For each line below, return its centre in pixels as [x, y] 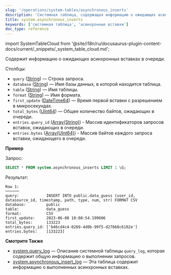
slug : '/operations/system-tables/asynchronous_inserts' [67, 10]
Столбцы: [16, 69]
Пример [15, 148]
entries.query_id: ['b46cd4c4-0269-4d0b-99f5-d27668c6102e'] [72, 227]
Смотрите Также [24, 241]
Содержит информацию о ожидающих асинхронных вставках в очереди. [85, 59]
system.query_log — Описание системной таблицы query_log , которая [89, 251]
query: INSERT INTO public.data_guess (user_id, [70, 196]
